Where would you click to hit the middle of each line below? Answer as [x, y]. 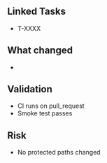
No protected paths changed [59, 153]
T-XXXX [29, 28]
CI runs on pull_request [51, 106]
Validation [30, 89]
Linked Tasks [37, 12]
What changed [40, 51]
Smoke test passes [45, 113]
